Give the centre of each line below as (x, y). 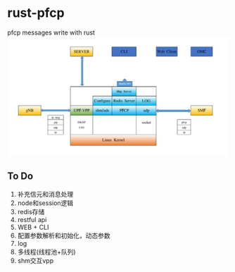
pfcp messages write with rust (51, 32)
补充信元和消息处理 (45, 194)
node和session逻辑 (45, 203)
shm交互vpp (36, 260)
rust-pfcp (36, 13)
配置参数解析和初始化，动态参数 (64, 235)
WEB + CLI (33, 227)
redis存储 (31, 211)
